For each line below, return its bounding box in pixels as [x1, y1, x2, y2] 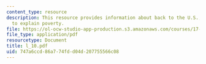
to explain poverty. [12, 20, 64, 26]
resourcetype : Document [6, 37, 67, 43]
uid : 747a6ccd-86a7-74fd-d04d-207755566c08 [6, 49, 120, 55]
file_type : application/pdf [6, 32, 78, 38]
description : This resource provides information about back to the [6, 15, 185, 21]
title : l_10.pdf [6, 43, 48, 49]
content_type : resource [6, 9, 67, 15]
